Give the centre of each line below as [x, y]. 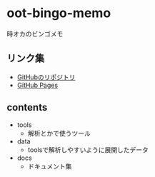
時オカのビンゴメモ [35, 34]
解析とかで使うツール [59, 133]
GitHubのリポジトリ [46, 77]
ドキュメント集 [50, 166]
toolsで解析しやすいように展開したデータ [88, 150]
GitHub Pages [37, 85]
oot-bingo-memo [59, 13]
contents [27, 107]
